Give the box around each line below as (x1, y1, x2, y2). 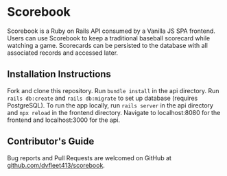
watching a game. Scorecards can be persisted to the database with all (7, 41, 208, 49)
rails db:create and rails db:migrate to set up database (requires (7, 94, 198, 102)
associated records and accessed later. (7, 49, 119, 57)
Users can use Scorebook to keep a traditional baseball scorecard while (7, 34, 211, 42)
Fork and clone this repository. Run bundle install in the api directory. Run (7, 86, 219, 95)
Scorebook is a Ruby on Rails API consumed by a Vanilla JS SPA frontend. (7, 27, 216, 35)
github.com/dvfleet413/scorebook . (7, 161, 105, 169)
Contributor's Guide (7, 136, 95, 147)
